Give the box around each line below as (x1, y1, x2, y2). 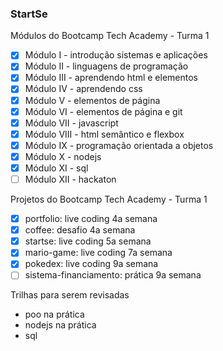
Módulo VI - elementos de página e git (24, 105, 183, 117)
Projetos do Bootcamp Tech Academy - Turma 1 (10, 193, 208, 206)
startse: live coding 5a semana (24, 235, 152, 247)
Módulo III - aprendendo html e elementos (24, 72, 198, 84)
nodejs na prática (24, 319, 97, 331)
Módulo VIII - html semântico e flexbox (24, 128, 185, 140)
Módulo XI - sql (24, 162, 89, 174)
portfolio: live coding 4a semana (24, 213, 158, 225)
